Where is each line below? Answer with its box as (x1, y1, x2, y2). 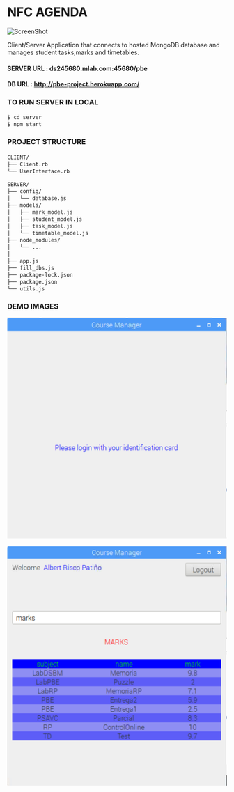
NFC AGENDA (7, 4, 88, 20)
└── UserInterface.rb (7, 168, 70, 175)
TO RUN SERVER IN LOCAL (7, 98, 99, 107)
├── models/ (7, 201, 42, 209)
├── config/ (7, 187, 42, 195)
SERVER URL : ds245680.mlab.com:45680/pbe (7, 64, 148, 72)
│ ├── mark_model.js (7, 208, 73, 216)
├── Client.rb (7, 161, 49, 168)
